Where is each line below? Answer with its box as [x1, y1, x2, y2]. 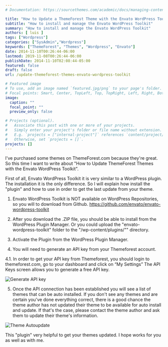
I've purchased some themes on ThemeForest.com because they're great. [5, 155, 158, 161]
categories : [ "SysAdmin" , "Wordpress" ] [5, 40, 86, 45]
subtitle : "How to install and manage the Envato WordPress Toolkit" [5, 21, 153, 26]
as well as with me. [5, 337, 44, 343]
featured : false [5, 63, 39, 68]
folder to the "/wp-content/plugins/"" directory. [52, 227, 149, 233]
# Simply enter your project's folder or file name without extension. [5, 128, 162, 133]
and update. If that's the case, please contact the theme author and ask [12, 307, 160, 313]
